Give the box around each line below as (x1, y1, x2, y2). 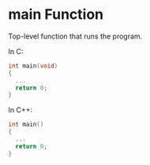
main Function (8, 5, 104, 24)
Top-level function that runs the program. (8, 31, 143, 41)
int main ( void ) (8, 61, 58, 70)
